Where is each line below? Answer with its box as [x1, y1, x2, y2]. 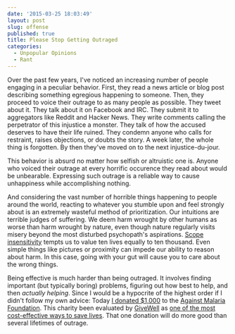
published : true [7, 30, 55, 37]
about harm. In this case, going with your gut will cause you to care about [7, 252, 220, 261]
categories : [7, 43, 42, 50]
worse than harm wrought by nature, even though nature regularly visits [7, 223, 216, 231]
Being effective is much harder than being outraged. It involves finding [7, 273, 212, 282]
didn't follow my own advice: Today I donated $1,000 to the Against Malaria [7, 296, 226, 304]
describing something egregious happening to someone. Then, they [7, 90, 204, 99]
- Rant [13, 56, 33, 63]
